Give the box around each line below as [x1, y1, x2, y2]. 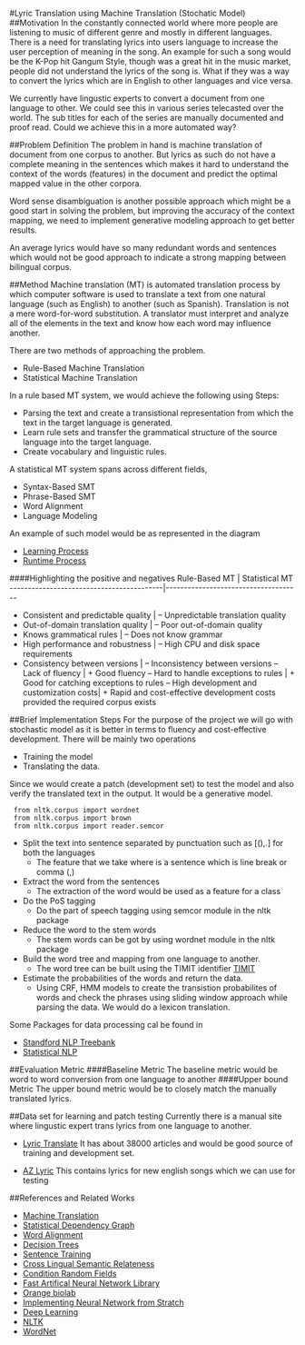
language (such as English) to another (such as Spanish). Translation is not [9, 299, 290, 309]
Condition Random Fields [22, 1268, 117, 1279]
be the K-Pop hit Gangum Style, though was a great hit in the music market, [9, 56, 291, 66]
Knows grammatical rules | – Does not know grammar [22, 629, 223, 640]
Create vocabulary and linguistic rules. [22, 446, 167, 457]
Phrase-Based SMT [22, 491, 96, 502]
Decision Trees [22, 1240, 79, 1250]
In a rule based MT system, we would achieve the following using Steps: [9, 390, 280, 401]
